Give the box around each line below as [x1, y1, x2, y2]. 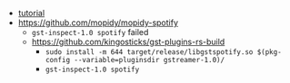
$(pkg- [256, 48, 282, 57]
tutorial [17, 8, 45, 18]
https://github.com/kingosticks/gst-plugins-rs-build [31, 36, 225, 47]
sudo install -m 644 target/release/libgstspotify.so [45, 48, 254, 57]
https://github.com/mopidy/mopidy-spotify [17, 17, 179, 28]
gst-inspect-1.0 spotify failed [31, 27, 149, 37]
